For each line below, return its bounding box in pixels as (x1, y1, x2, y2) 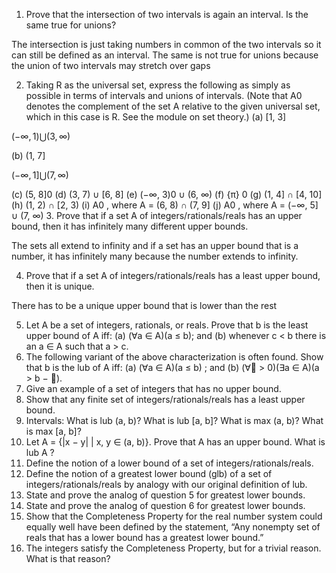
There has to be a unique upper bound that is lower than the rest (11, 300, 278, 311)
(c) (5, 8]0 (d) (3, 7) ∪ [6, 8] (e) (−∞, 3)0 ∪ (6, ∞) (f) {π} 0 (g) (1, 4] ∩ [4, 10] (11, 189, 323, 200)
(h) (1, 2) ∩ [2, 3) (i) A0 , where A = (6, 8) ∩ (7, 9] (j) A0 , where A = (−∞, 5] (11, 199, 319, 211)
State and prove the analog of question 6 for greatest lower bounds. (25, 500, 306, 511)
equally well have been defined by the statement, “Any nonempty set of (25, 521, 321, 533)
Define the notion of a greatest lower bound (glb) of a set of (25, 468, 273, 479)
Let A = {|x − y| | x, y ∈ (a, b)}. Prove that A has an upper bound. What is (25, 436, 326, 448)
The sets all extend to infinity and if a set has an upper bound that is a (11, 240, 299, 251)
